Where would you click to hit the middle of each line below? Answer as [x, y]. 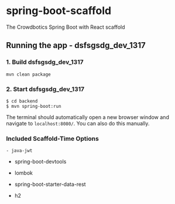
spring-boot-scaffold [59, 11]
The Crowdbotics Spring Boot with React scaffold [66, 27]
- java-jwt [19, 151]
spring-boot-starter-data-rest [50, 184]
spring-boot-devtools [40, 162]
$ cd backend [22, 101]
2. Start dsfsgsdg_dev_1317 [45, 89]
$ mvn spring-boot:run [34, 106]
